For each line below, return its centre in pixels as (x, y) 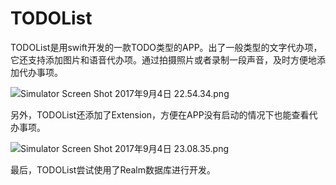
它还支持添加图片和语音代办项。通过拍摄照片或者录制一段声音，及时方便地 (163, 59)
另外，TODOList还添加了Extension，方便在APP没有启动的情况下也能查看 (160, 114)
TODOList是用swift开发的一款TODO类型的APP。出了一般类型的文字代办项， (166, 47)
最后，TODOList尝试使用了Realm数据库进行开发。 (113, 169)
